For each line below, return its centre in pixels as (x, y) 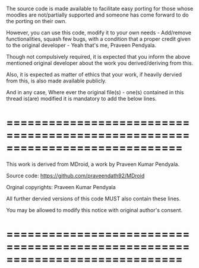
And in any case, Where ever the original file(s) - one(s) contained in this (95, 92)
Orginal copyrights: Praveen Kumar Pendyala (61, 187)
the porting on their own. (37, 21)
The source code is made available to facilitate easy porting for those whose (100, 9)
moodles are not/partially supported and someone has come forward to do (97, 15)
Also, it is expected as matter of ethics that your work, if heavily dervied (94, 74)
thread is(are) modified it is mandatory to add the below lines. (81, 98)
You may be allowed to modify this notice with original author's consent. (94, 210)
